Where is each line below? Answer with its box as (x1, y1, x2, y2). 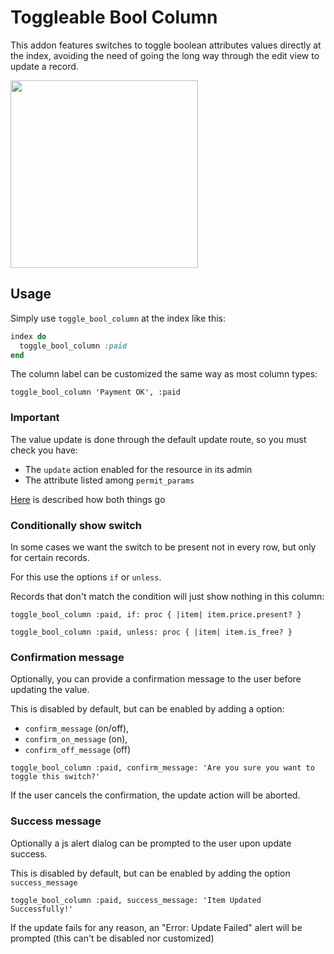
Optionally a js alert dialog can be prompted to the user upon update (10, 837, 292, 849)
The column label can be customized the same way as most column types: (10, 368, 318, 380)
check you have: (10, 444, 78, 456)
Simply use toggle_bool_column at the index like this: (10, 312, 226, 324)
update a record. (10, 60, 79, 72)
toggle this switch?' (10, 772, 101, 782)
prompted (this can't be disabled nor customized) (10, 932, 215, 944)
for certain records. (10, 551, 90, 563)
